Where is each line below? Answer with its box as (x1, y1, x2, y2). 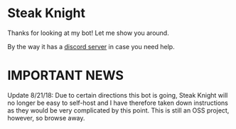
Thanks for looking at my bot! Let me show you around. (7, 29, 169, 37)
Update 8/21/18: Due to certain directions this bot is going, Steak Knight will (7, 91, 228, 99)
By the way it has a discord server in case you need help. (7, 42, 176, 51)
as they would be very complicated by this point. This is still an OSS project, (7, 105, 230, 115)
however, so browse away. (7, 113, 85, 122)
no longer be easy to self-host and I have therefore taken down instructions (7, 98, 229, 107)
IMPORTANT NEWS (7, 68, 124, 83)
